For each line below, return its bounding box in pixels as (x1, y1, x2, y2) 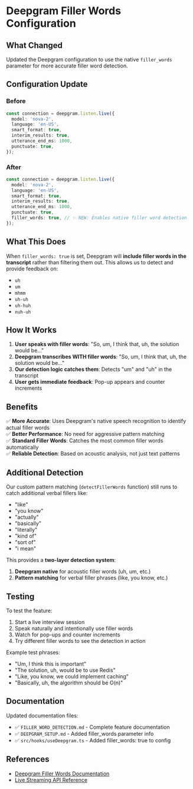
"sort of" (14, 539, 37, 546)
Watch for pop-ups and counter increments (14, 631, 120, 638)
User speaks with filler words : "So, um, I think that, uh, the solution (14, 341, 179, 348)
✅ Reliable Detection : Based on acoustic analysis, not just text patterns (6, 450, 180, 457)
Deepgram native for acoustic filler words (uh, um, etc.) (14, 568, 151, 575)
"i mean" (14, 545, 37, 552)
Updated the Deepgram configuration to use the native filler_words (6, 56, 172, 63)
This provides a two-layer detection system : (6, 557, 116, 564)
